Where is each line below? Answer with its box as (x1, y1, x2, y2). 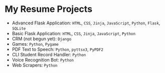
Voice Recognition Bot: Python (12, 57, 74, 63)
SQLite (12, 26, 26, 31)
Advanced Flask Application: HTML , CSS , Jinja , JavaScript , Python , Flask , (12, 20, 160, 26)
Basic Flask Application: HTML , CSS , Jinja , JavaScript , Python (12, 30, 136, 36)
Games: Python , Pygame (12, 41, 59, 47)
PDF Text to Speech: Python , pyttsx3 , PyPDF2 (12, 46, 104, 52)
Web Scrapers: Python (12, 62, 58, 68)
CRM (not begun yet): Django (12, 36, 72, 42)
